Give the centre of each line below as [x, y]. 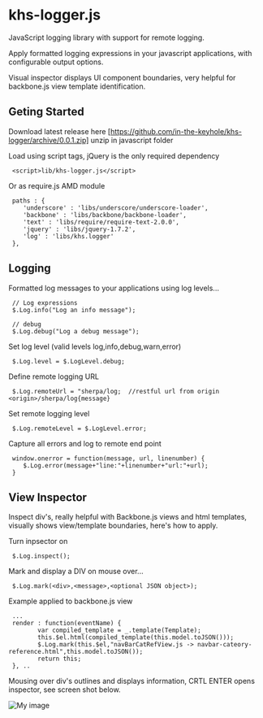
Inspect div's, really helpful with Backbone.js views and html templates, [128, 517]
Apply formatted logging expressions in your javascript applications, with [130, 53]
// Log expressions [45, 302]
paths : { [28, 201]
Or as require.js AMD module [57, 185]
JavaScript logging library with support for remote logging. [106, 37]
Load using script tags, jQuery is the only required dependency [114, 155]
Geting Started [46, 112]
